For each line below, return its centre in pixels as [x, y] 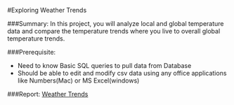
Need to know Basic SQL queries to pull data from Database [104, 65]
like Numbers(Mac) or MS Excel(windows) [78, 80]
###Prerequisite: [32, 52]
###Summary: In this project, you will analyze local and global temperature [116, 23]
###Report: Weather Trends [48, 94]
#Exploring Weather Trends [47, 10]
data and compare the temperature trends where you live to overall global [114, 31]
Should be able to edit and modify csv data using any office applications [122, 73]
